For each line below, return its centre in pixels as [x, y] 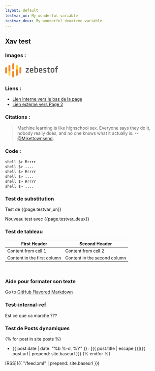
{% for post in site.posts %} [33, 339]
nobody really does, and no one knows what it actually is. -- [78, 133]
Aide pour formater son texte [40, 281]
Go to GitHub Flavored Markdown [39, 292]
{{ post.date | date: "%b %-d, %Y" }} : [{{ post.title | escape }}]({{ [79, 348]
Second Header [96, 244]
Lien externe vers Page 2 [38, 104]
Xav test [18, 41]
